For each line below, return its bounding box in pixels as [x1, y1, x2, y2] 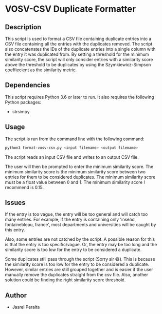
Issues [5, 198, 26, 207]
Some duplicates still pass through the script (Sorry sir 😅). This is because [5, 256, 156, 262]
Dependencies [5, 81, 50, 89]
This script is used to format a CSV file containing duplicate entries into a [5, 36, 152, 42]
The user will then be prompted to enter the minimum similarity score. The [5, 164, 154, 169]
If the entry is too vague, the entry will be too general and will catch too [5, 211, 148, 217]
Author [5, 291, 27, 299]
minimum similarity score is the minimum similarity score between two [5, 168, 146, 174]
